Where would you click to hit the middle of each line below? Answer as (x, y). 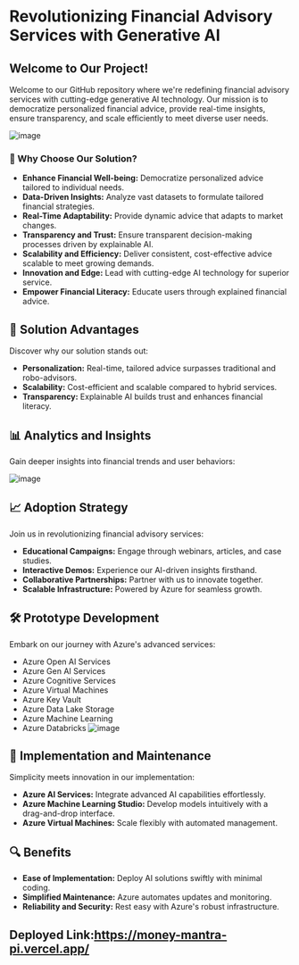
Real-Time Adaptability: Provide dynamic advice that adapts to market (153, 216)
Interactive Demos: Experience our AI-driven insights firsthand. (139, 570)
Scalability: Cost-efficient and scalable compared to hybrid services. (149, 387)
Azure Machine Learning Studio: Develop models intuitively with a (145, 804)
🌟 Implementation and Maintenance (110, 756)
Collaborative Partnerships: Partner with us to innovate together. (142, 579)
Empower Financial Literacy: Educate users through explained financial (154, 292)
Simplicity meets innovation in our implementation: (102, 778)
